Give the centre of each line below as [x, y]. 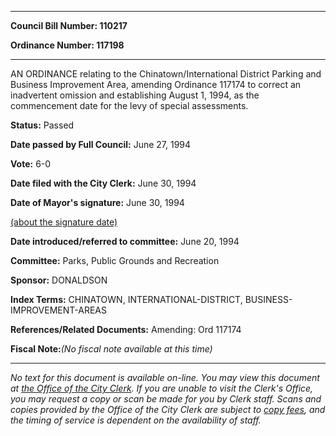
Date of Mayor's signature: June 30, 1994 [97, 202]
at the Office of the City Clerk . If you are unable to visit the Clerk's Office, [162, 388]
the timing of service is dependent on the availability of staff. [136, 420]
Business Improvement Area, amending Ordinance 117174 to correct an [156, 84]
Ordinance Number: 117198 [67, 45]
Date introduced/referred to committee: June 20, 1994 [125, 241]
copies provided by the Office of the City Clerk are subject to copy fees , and [168, 409]
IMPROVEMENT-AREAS [58, 310]
